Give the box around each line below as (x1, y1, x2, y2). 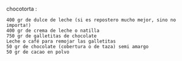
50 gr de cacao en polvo (6, 49, 70, 55)
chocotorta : (6, 5, 37, 12)
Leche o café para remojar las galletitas (6, 38, 116, 45)
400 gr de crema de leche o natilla (6, 27, 100, 34)
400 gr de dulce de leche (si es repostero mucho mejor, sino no (6, 17, 176, 23)
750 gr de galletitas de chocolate (6, 33, 97, 39)
